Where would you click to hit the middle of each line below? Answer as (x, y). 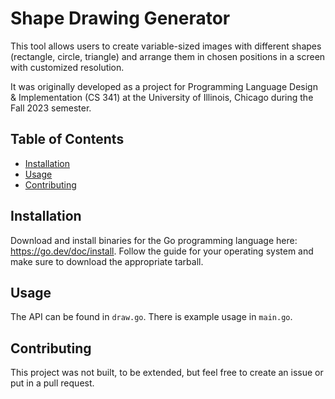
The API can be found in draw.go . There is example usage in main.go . (151, 317)
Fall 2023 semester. (51, 108)
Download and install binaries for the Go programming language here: (154, 240)
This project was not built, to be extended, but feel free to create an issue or (167, 373)
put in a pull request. (52, 383)
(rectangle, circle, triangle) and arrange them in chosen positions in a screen (168, 56)
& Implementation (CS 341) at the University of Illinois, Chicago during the (162, 97)
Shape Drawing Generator (120, 18)
